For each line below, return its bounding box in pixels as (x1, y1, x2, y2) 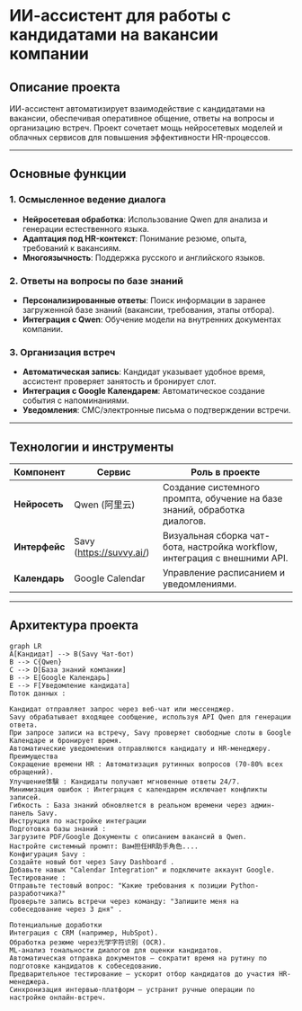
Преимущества (9, 752, 58, 761)
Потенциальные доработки (9, 920, 102, 929)
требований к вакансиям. (22, 242, 121, 253)
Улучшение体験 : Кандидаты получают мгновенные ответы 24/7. (9, 777, 241, 786)
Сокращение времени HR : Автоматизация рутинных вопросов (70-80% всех (9, 759, 283, 769)
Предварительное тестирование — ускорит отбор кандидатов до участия (9, 969, 276, 979)
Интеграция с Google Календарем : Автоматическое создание (22, 386, 265, 397)
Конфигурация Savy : (9, 849, 87, 859)
